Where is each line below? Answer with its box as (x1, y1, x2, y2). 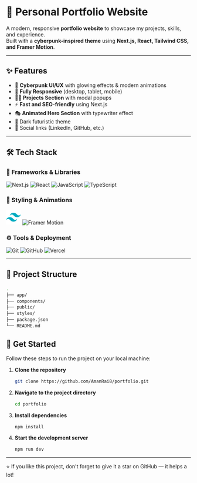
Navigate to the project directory (14, 389, 96, 396)
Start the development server (14, 434, 89, 441)
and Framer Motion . (6, 43, 55, 51)
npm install (14, 424, 44, 430)
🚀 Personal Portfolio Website (6, 5, 148, 19)
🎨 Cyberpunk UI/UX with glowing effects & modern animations (14, 82, 167, 89)
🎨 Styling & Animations (6, 196, 73, 204)
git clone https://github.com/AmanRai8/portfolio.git (14, 378, 149, 384)
